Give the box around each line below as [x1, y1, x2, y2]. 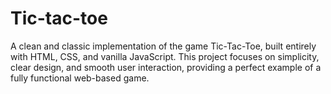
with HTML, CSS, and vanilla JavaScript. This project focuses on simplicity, [10, 50, 320, 62]
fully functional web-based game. [10, 72, 150, 84]
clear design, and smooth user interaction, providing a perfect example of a [10, 61, 322, 73]
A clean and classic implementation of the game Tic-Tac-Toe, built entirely [10, 40, 317, 52]
